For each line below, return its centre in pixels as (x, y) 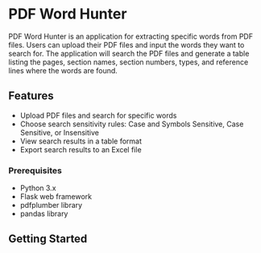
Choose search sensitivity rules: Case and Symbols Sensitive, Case (132, 124)
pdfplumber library (51, 205)
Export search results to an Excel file (81, 149)
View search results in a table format (81, 141)
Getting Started (48, 239)
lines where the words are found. (63, 70)
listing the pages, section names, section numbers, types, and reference (128, 62)
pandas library (44, 214)
